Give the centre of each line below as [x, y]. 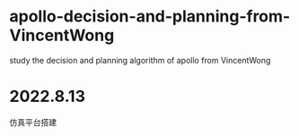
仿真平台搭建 [33, 122]
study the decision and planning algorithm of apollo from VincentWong [140, 60]
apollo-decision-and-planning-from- [150, 17]
